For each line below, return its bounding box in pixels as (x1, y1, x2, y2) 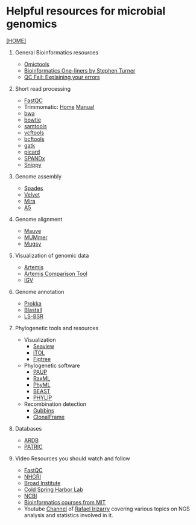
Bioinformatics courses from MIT (24, 498, 106, 506)
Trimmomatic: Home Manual (24, 103, 95, 110)
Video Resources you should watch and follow (14, 455, 131, 462)
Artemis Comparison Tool (24, 270, 87, 277)
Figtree (33, 355, 51, 362)
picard (24, 148, 40, 155)
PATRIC (24, 443, 43, 450)
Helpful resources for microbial (6, 4, 166, 18)
